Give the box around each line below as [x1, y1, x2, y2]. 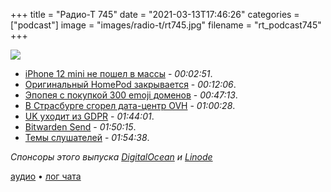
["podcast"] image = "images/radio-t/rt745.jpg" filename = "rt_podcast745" [10, 19, 322, 31]
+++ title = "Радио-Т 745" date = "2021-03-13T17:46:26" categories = [10, 9, 300, 20]
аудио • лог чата [10, 170, 82, 182]
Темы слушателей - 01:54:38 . [24, 132, 150, 143]
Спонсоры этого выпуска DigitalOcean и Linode [10, 151, 213, 163]
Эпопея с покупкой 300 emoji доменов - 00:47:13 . [24, 89, 238, 101]
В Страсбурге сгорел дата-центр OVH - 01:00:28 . [24, 100, 236, 111]
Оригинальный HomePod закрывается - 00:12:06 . [24, 79, 237, 90]
